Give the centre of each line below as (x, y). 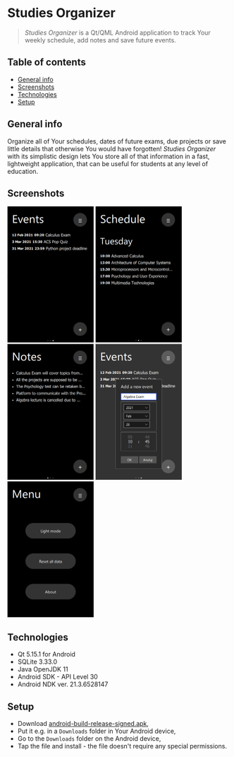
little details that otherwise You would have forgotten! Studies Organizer (112, 148)
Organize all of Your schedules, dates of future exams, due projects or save (117, 141)
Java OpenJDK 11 (43, 669)
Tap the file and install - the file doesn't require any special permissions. (122, 746)
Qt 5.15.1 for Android (47, 655)
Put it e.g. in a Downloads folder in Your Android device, (97, 731)
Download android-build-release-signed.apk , (83, 723)
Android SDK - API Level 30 (58, 677)
